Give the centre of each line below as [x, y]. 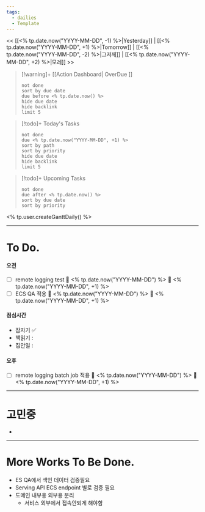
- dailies [24, 18]
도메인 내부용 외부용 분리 [45, 495]
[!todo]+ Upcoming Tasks [53, 179]
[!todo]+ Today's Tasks [50, 124]
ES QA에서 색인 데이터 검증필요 [52, 480]
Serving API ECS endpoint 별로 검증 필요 [65, 488]
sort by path [38, 146]
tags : [13, 12]
